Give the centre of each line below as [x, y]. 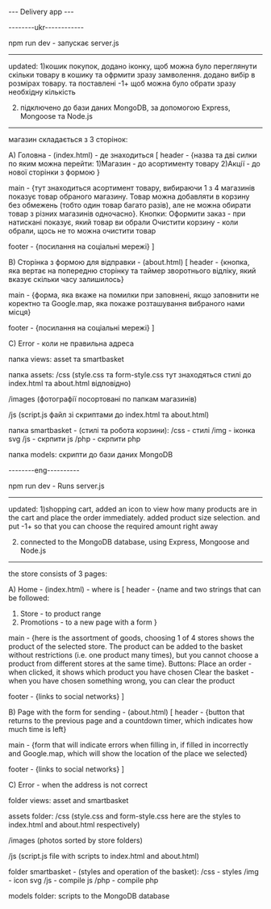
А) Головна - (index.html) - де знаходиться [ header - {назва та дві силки [133, 155]
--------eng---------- [44, 470]
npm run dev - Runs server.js [56, 486]
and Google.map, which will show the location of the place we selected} [128, 753]
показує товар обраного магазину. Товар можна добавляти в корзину [129, 196]
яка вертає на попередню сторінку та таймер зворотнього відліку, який [132, 271]
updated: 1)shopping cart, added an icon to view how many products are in [133, 509]
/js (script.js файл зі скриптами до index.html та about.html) [109, 415]
